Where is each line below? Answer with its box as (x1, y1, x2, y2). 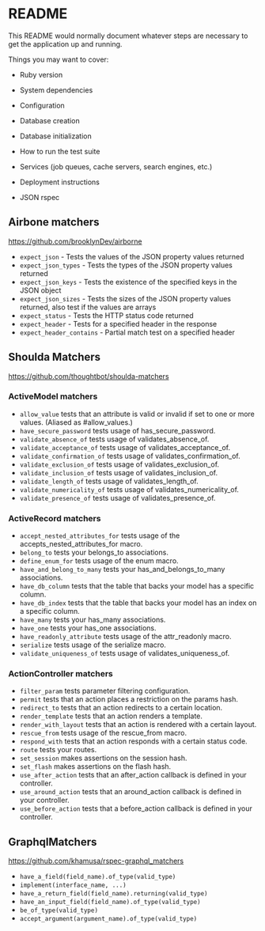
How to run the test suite (19, 146, 100, 156)
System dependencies (19, 85, 93, 95)
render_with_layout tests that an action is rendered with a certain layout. (19, 720, 257, 729)
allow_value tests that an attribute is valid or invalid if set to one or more (19, 409, 256, 418)
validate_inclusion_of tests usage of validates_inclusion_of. (19, 467, 218, 477)
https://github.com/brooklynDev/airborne (8, 237, 142, 246)
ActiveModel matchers (8, 391, 98, 402)
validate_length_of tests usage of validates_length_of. (19, 476, 199, 486)
